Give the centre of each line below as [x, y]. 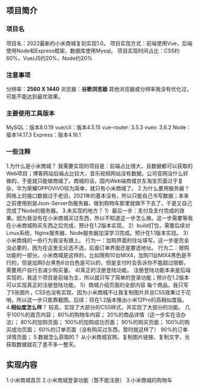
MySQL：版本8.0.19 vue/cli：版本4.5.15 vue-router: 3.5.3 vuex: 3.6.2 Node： [99, 127]
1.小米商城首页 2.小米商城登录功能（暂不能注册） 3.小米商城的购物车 [89, 380]
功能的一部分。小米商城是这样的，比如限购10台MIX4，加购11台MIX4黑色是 [96, 255]
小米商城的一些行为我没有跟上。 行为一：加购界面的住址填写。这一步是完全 [98, 240]
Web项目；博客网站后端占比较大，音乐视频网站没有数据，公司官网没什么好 [97, 173]
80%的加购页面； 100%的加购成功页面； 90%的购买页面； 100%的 [102, 322]
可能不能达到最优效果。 [35, 96]
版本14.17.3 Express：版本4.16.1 [44, 135]
